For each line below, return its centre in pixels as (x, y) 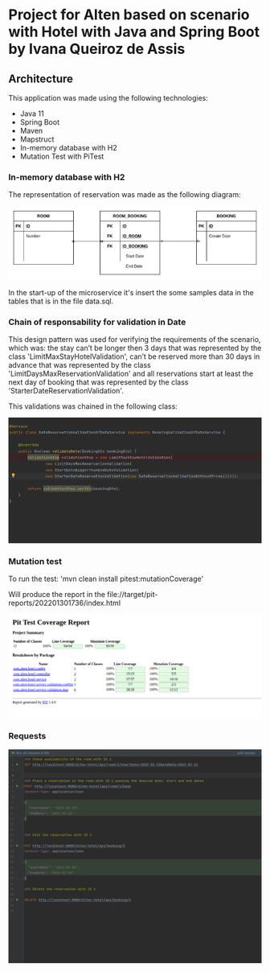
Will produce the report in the (57, 594)
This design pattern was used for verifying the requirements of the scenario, (135, 339)
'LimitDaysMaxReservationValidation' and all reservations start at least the (131, 373)
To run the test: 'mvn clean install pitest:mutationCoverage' (106, 579)
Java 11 (32, 113)
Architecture (41, 78)
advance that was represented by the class (80, 364)
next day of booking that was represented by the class (98, 382)
